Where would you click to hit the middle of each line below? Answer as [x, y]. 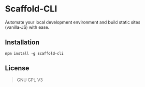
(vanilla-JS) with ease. [27, 27]
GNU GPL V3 [30, 80]
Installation [22, 43]
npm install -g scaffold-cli [34, 53]
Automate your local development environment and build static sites [73, 22]
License [17, 68]
